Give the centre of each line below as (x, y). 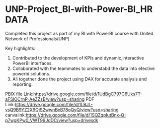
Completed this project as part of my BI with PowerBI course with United (79, 33)
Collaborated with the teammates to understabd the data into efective (83, 68)
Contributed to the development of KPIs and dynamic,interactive (78, 58)
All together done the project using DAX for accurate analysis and (80, 79)
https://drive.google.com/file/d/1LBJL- (54, 104)
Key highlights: (20, 48)
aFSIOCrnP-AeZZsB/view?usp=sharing (45, 99)
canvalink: (16, 115)
